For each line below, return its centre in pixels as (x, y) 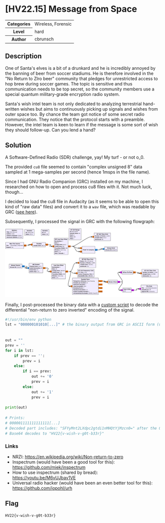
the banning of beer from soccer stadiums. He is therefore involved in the (79, 73)
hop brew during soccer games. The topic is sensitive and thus (69, 84)
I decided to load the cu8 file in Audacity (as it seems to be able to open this (82, 201)
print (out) (16, 407)
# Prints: (15, 418)
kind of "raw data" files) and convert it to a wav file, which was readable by (80, 206)
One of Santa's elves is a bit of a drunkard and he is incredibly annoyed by (80, 68)
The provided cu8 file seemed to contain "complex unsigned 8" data (74, 167)
